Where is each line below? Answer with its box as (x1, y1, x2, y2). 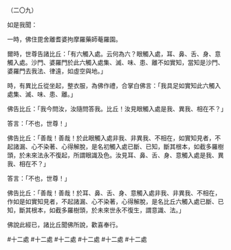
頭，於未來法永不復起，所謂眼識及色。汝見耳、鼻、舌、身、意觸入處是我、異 (7, 151, 224, 159)
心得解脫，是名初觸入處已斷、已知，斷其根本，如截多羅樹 (60, 143, 224, 150)
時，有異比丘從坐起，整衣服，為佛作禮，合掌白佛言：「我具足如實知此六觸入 (7, 82, 221, 89)
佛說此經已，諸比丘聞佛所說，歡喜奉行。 (7, 220, 122, 229)
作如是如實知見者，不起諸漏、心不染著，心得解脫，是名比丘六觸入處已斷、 (7, 198, 218, 205)
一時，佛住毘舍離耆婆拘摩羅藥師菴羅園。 (7, 35, 122, 43)
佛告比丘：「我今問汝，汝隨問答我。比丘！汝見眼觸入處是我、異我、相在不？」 (7, 105, 227, 113)
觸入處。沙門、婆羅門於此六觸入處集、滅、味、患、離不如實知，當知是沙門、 (7, 58, 224, 67)
